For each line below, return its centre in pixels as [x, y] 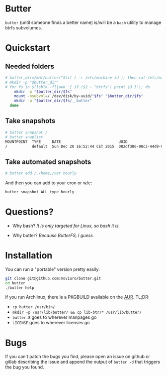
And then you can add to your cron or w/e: [49, 183]
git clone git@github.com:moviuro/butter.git [53, 278]
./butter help [20, 288]
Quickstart [28, 48]
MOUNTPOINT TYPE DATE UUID [66, 142]
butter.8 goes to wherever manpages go [54, 317]
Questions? [29, 212]
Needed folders [30, 66]
